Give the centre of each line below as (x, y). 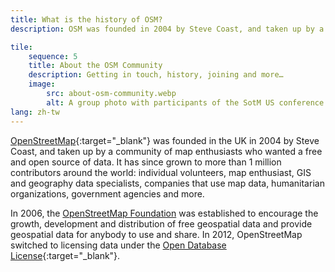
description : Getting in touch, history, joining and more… (156, 75)
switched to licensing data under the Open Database (118, 245)
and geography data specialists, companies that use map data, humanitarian (167, 183)
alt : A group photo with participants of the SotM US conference (185, 102)
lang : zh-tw (35, 112)
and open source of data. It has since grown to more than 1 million (146, 162)
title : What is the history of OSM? (86, 19)
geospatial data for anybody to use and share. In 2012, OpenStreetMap (156, 234)
